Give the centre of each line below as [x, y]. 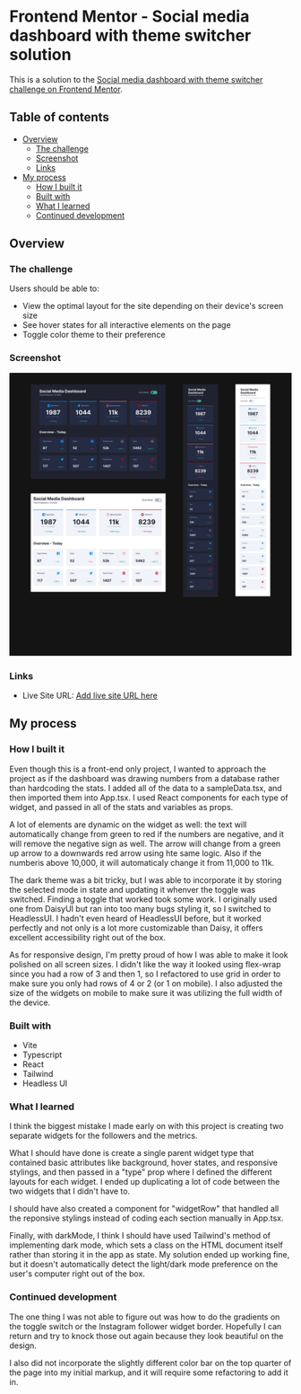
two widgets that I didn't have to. [70, 1191]
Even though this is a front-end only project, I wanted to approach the [138, 769]
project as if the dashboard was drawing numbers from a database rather [145, 778]
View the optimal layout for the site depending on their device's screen [153, 306]
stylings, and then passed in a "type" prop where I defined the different [141, 1172]
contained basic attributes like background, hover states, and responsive [143, 1163]
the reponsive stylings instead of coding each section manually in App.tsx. [146, 1218]
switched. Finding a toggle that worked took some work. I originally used [143, 899]
